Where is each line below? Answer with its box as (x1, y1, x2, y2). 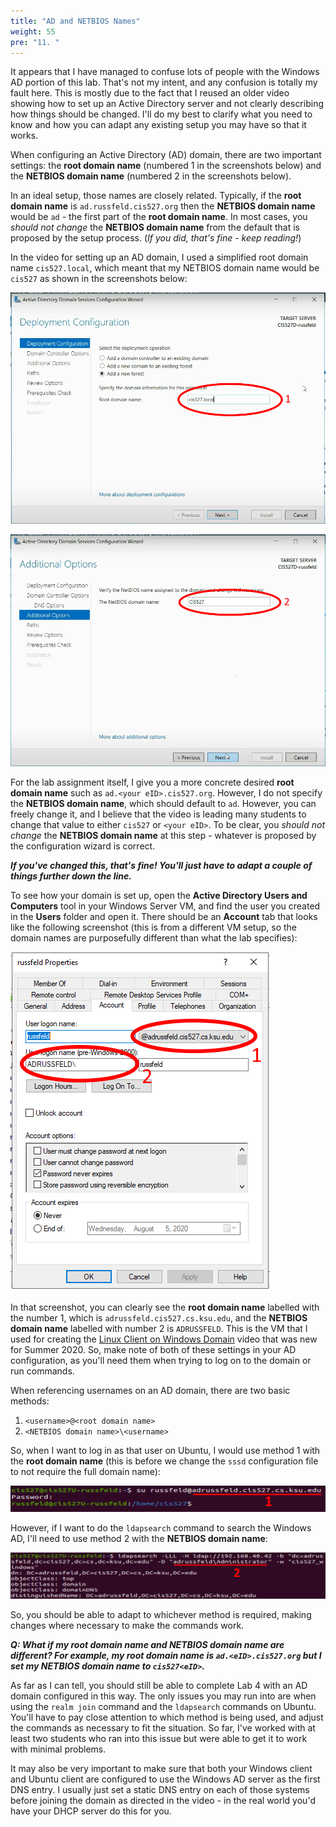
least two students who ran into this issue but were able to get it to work (10, 1732, 308, 1744)
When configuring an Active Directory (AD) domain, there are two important (10, 149, 322, 161)
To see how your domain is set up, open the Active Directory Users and (10, 890, 308, 902)
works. (10, 130, 39, 142)
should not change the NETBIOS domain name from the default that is (10, 221, 300, 234)
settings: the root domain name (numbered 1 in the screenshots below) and (10, 160, 322, 172)
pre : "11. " (10, 37, 60, 47)
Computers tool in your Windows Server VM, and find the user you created (10, 900, 321, 912)
